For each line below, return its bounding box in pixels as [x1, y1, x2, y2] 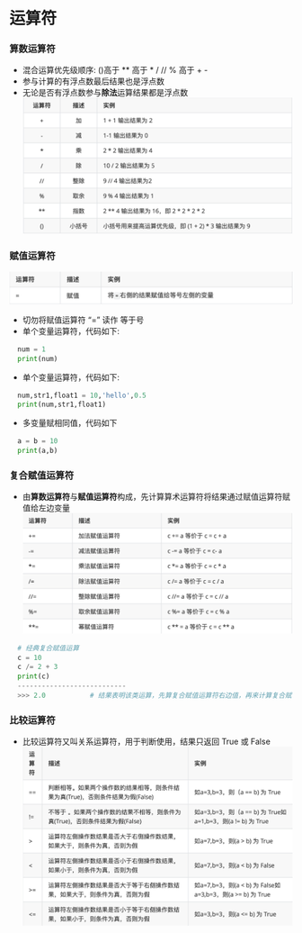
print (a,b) [17, 447, 58, 456]
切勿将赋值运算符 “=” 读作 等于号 [22, 314, 145, 325]
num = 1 [17, 344, 47, 354]
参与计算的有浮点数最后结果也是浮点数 [22, 76, 164, 86]
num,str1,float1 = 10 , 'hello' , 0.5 [17, 391, 147, 400]
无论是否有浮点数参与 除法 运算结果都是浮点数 [22, 87, 189, 98]
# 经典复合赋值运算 [17, 643, 79, 653]
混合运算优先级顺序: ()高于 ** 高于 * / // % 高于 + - [22, 65, 209, 76]
